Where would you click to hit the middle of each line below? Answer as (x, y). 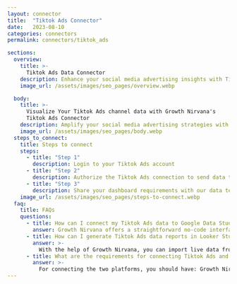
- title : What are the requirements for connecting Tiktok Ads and (127, 256)
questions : (36, 217)
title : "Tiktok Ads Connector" (55, 20)
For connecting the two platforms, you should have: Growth (129, 269)
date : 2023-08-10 (36, 27)
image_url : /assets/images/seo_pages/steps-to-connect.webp (110, 197)
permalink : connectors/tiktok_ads (58, 40)
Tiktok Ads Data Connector (66, 72)
